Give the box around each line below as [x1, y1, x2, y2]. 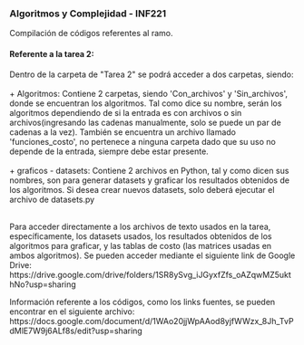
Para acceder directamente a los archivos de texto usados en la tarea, [9, 221, 271, 232]
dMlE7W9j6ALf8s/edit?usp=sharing [9, 325, 142, 336]
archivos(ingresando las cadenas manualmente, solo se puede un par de [9, 117, 281, 128]
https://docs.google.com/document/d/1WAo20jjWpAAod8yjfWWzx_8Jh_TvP [9, 315, 294, 326]
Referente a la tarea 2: [9, 48, 94, 59]
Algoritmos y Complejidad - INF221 [9, 7, 167, 20]
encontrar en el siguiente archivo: [9, 306, 135, 317]
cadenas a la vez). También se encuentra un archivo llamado [9, 126, 237, 138]
